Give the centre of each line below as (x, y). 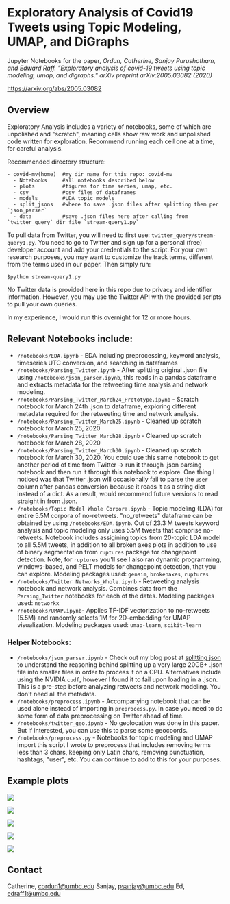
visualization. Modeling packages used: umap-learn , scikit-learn (109, 624)
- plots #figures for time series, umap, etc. (93, 186)
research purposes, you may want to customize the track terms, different (110, 257)
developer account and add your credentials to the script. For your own (107, 249)
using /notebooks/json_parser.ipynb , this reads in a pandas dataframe (117, 377)
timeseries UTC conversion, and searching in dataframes (97, 363)
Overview (28, 110)
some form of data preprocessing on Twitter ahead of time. (100, 716)
